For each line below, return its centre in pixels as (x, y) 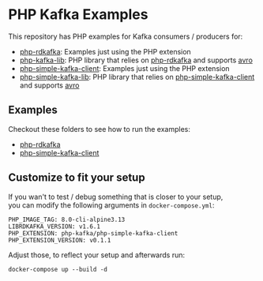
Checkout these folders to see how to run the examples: (100, 129)
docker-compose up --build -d (58, 269)
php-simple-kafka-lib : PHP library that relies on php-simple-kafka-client (137, 77)
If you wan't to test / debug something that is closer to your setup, (116, 197)
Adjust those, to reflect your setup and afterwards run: (97, 255)
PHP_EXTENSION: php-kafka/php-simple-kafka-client (93, 233)
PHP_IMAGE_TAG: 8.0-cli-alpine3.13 (67, 219)
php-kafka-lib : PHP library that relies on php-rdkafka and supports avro (136, 60)
